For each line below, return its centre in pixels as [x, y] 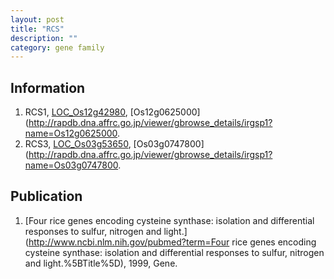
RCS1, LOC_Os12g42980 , [76, 112]
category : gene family [57, 47]
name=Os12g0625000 [71, 133]
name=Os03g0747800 [71, 165]
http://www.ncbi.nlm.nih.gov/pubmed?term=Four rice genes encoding [172, 242]
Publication [46, 196]
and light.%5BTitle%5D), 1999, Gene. [101, 263]
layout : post [37, 19]
